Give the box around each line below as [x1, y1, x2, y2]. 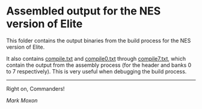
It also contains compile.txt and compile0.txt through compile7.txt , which [6, 55, 186, 62]
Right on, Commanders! [6, 85, 65, 92]
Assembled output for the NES [6, 4, 161, 18]
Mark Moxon [6, 96, 38, 104]
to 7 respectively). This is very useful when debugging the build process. [6, 67, 187, 75]
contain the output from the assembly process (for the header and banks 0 [6, 61, 192, 69]
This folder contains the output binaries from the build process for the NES [6, 37, 191, 44]
